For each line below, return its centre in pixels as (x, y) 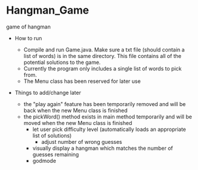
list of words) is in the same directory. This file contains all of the (103, 56)
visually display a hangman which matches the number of (103, 148)
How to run (28, 38)
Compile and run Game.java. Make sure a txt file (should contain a (104, 49)
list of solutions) (52, 135)
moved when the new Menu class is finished (78, 123)
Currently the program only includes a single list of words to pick (103, 68)
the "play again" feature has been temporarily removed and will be (105, 104)
